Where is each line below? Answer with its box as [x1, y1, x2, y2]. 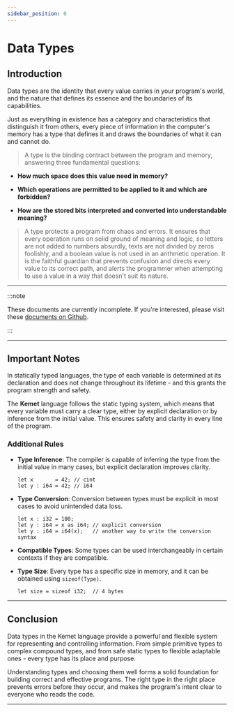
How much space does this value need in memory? [17, 172, 169, 180]
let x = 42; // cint [17, 476, 96, 483]
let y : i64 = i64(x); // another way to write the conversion [17, 528, 211, 535]
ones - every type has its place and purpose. [7, 654, 136, 662]
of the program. [7, 422, 52, 430]
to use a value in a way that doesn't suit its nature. [24, 272, 169, 280]
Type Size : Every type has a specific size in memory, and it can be [17, 567, 209, 575]
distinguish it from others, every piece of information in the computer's [7, 122, 210, 131]
